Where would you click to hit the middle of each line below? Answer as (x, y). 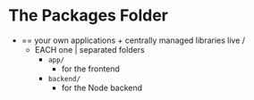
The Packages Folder (89, 16)
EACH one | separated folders (89, 49)
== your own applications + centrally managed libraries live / (133, 40)
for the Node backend (102, 87)
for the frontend (90, 69)
